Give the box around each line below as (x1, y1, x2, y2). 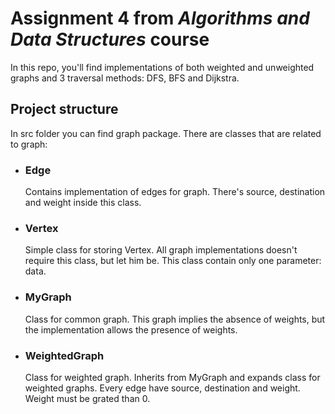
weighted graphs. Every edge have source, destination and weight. (24, 382, 301, 394)
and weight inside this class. (24, 197, 142, 209)
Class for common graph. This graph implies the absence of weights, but (24, 313, 326, 325)
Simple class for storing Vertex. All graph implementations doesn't (24, 244, 298, 256)
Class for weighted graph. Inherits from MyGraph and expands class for (24, 371, 321, 383)
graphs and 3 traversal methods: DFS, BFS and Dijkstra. (10, 72, 240, 84)
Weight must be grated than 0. (24, 392, 151, 404)
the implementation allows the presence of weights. (24, 323, 238, 336)
